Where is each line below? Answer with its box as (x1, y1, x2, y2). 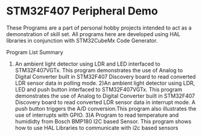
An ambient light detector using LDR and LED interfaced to (14, 60, 161, 67)
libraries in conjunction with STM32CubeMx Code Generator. (6, 37, 158, 44)
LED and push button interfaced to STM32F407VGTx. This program (14, 85, 183, 93)
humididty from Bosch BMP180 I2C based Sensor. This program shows (14, 117, 192, 125)
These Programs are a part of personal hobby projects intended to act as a (6, 24, 192, 31)
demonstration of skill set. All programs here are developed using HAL (6, 30, 181, 37)
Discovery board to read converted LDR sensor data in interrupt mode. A (14, 98, 196, 106)
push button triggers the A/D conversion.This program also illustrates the (14, 105, 197, 112)
